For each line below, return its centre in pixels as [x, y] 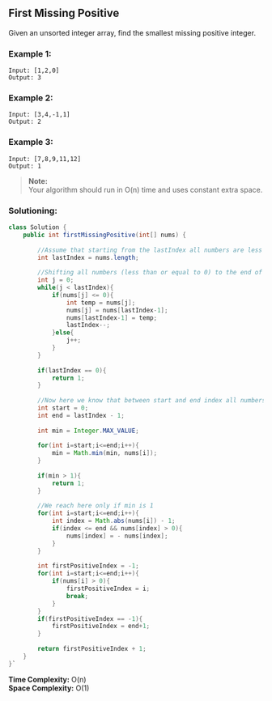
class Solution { [38, 227]
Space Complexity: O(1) [49, 688]
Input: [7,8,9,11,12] [45, 159]
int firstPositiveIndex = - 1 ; [88, 566]
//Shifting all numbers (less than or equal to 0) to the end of [150, 273]
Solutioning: [33, 210]
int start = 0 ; [63, 408]
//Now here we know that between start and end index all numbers [152, 401]
